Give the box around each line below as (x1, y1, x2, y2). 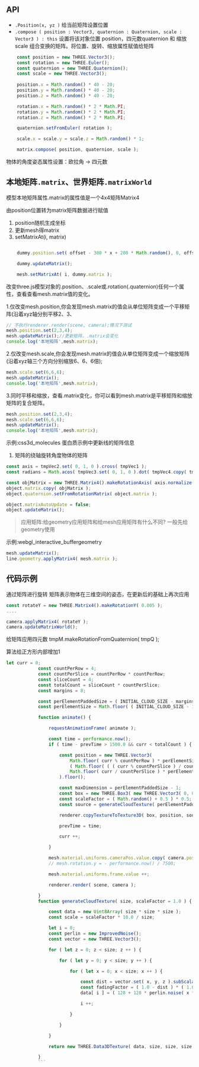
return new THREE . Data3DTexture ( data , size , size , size (48, 1043, 192, 1049)
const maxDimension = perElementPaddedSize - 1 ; (59, 785, 182, 791)
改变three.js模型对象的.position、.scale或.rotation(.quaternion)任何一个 (6, 283, 179, 290)
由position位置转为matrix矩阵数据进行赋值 (6, 206, 108, 214)
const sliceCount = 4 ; (37, 676, 94, 683)
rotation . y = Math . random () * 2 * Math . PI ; (17, 109, 126, 115)
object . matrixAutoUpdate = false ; (6, 501, 92, 508)
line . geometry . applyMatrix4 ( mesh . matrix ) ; (6, 556, 118, 562)
